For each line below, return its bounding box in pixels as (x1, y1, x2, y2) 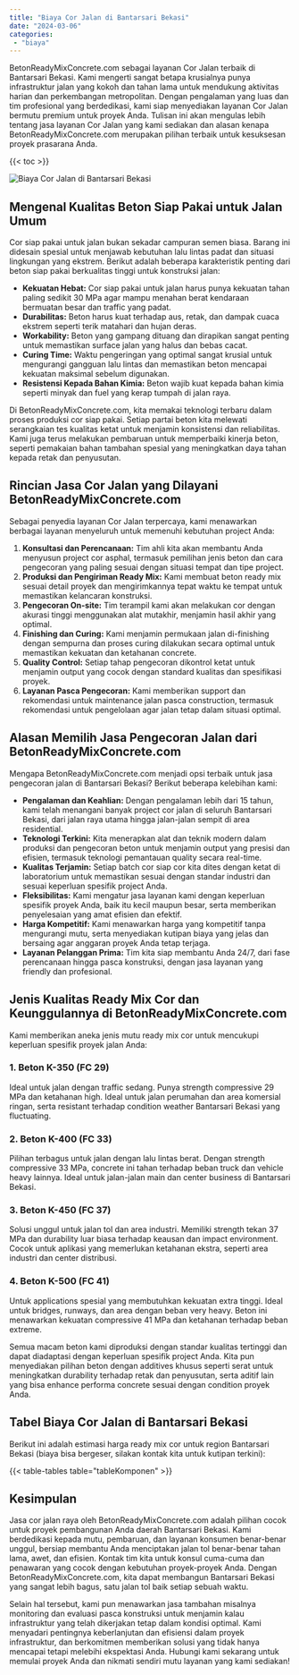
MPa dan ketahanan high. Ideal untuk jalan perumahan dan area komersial (9, 1091, 281, 1101)
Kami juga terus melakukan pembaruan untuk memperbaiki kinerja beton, (9, 433, 278, 444)
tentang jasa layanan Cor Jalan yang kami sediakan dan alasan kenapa (9, 120, 270, 131)
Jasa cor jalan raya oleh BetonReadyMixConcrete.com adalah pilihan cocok (9, 1515, 287, 1526)
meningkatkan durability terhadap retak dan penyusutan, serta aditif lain (9, 1370, 275, 1381)
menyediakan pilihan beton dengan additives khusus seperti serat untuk (9, 1360, 274, 1371)
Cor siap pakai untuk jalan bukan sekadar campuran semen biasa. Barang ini (9, 237, 291, 248)
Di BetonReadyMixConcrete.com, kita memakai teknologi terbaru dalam (9, 404, 272, 416)
